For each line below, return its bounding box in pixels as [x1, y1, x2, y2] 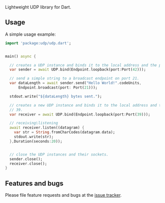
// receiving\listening [9, 121, 58, 126]
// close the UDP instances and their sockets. [9, 152, 109, 157]
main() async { [5, 54, 36, 59]
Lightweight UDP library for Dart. [5, 4, 71, 10]
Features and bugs [5, 179, 64, 187]
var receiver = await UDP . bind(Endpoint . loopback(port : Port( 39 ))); [9, 112, 151, 117]
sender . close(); [9, 157, 43, 161]
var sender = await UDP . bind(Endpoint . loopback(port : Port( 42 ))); [9, 67, 146, 72]
